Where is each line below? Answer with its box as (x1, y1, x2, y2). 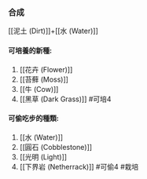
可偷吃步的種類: (8, 114, 59, 123)
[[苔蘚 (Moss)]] (19, 75, 69, 84)
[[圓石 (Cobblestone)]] (19, 142, 93, 152)
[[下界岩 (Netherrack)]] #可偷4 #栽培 (19, 162, 139, 171)
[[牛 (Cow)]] (19, 84, 59, 93)
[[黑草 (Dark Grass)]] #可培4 (19, 94, 112, 104)
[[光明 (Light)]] (19, 152, 68, 162)
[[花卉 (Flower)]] (19, 64, 73, 74)
